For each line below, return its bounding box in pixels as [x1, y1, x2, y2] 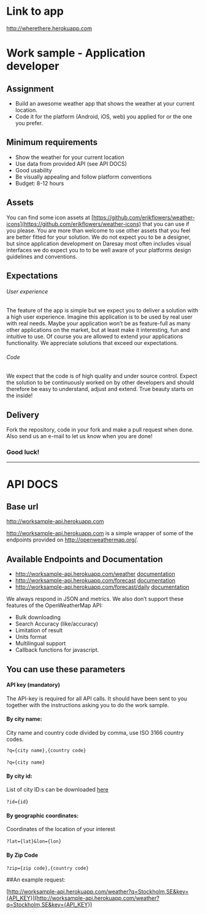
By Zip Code [6, 851, 39, 859]
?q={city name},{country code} [6, 748, 86, 754]
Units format [15, 633, 47, 641]
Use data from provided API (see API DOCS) [15, 160, 128, 167]
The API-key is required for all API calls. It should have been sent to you [6, 695, 188, 702]
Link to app [6, 4, 64, 18]
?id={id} [6, 799, 29, 805]
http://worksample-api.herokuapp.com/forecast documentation [15, 577, 176, 584]
